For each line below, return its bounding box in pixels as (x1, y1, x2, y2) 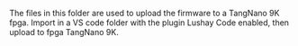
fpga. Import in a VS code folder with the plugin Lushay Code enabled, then (9, 17, 290, 28)
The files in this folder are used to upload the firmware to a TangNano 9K (9, 8, 280, 18)
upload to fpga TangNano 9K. (9, 27, 119, 37)
